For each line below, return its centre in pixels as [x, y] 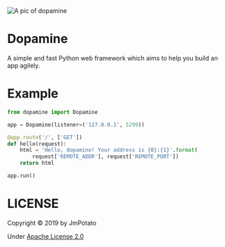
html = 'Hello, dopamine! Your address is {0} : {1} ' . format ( [109, 150]
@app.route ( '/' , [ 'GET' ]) [45, 137]
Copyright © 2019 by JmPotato [52, 223]
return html [37, 164]
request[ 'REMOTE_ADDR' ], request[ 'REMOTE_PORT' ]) [106, 157]
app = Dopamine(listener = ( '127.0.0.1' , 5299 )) [76, 125]
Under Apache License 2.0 [46, 236]
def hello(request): [37, 144]
